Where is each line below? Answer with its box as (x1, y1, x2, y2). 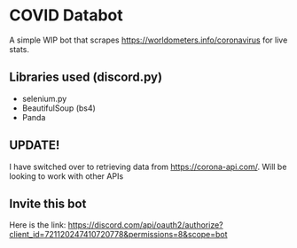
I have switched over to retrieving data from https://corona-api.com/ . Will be (9, 161, 287, 172)
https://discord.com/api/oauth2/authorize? (67, 220, 223, 230)
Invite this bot (9, 196, 87, 211)
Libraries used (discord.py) (9, 70, 162, 85)
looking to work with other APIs (9, 170, 124, 182)
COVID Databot (9, 5, 123, 26)
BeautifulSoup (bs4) (21, 103, 96, 113)
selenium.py (21, 93, 67, 104)
